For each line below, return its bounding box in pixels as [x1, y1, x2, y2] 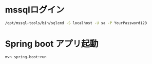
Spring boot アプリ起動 [5, 38, 98, 49]
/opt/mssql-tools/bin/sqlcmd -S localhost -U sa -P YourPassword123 [5, 20, 147, 26]
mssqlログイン [5, 4, 65, 15]
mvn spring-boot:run [5, 54, 47, 59]
